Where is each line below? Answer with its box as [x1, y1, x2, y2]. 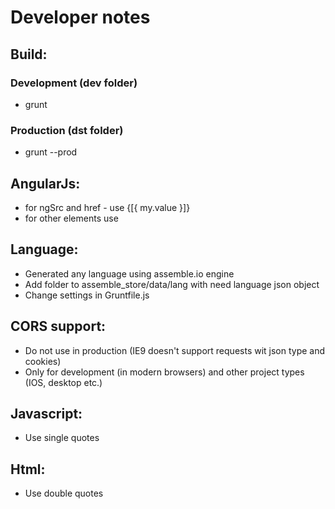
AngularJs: [10, 175, 81, 192]
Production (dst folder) [10, 123, 124, 137]
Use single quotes [24, 432, 100, 444]
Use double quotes [24, 487, 104, 500]
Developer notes [10, 6, 151, 29]
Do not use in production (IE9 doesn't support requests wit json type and [24, 344, 326, 356]
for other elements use [24, 212, 119, 224]
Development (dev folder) [10, 76, 138, 90]
